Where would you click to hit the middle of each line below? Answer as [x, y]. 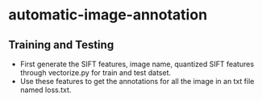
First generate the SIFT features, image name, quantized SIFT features [137, 64]
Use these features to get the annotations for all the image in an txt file [137, 81]
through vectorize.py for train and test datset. [96, 73]
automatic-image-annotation [108, 15]
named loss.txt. [46, 90]
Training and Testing [61, 45]
